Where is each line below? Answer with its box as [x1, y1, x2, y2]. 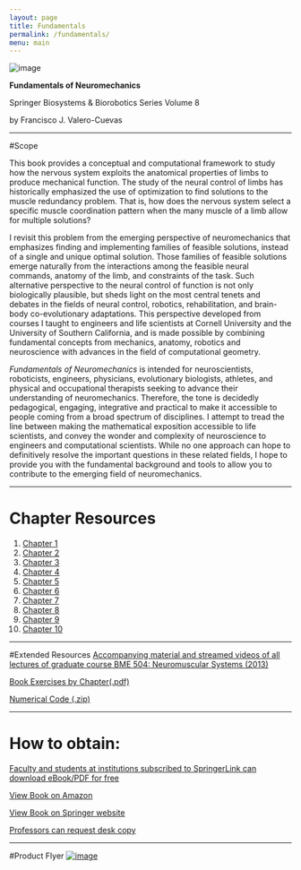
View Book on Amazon [9, 790, 93, 801]
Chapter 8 [21, 605, 60, 616]
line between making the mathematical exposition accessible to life [9, 421, 257, 432]
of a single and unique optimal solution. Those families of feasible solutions [9, 252, 288, 263]
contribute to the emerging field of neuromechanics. [9, 469, 202, 479]
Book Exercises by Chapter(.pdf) [9, 676, 130, 687]
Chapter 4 [21, 566, 60, 578]
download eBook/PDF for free [9, 772, 119, 784]
